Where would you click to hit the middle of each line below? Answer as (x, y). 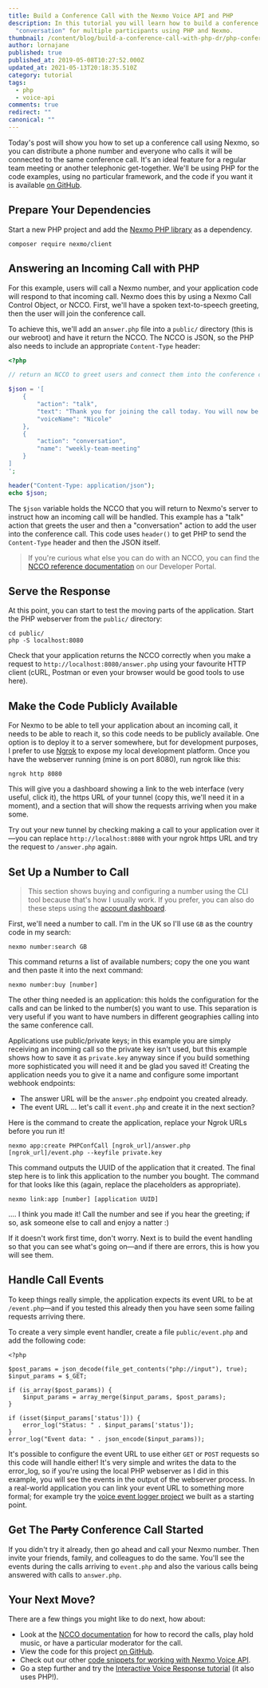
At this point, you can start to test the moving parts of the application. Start (131, 611)
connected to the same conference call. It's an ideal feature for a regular (127, 159)
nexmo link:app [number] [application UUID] (83, 1199)
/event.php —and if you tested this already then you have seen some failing (132, 1307)
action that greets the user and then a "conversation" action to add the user (132, 525)
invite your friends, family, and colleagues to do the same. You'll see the (126, 1558)
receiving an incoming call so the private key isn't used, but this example (128, 1049)
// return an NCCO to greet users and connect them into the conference (132, 375)
